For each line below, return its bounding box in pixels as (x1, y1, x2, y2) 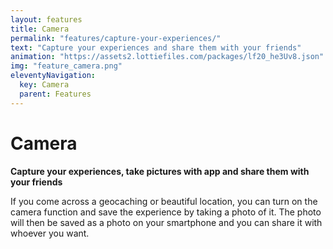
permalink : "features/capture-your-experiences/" (10, 33, 222, 43)
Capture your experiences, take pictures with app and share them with (10, 165, 310, 177)
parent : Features (19, 89, 92, 99)
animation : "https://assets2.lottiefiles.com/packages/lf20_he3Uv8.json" (10, 52, 325, 62)
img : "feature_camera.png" (10, 61, 123, 71)
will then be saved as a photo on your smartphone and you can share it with (10, 216, 323, 228)
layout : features (10, 14, 83, 25)
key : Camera (19, 80, 70, 90)
